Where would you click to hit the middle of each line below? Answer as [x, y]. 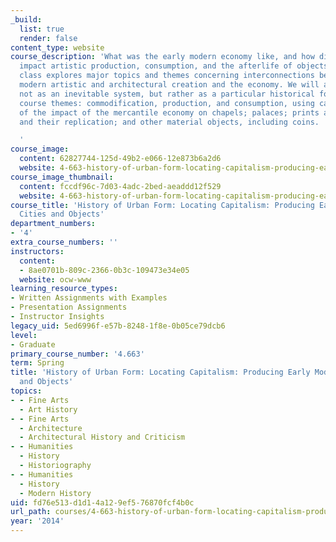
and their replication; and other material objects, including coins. [169, 122]
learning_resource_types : [64, 289]
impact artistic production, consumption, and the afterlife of [156, 66]
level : [24, 335]
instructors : [37, 251]
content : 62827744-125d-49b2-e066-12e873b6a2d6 [120, 159]
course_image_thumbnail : [62, 177]
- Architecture [51, 428]
